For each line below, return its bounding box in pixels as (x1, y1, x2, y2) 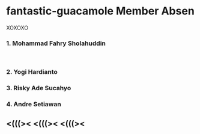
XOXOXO (6, 24, 29, 31)
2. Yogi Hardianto (6, 68, 58, 76)
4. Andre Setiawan (6, 100, 61, 108)
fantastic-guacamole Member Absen (6, 4, 195, 18)
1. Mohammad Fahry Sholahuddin (6, 39, 106, 47)
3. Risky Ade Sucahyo (6, 84, 71, 93)
